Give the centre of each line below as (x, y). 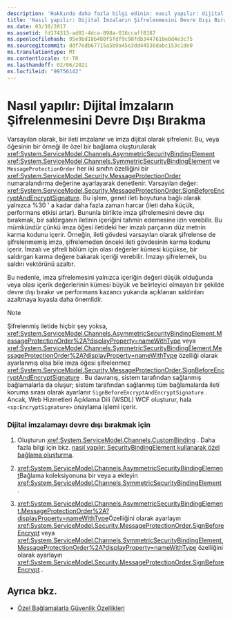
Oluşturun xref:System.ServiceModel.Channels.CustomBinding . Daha (116, 440)
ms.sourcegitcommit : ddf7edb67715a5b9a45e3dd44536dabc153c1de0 (100, 46)
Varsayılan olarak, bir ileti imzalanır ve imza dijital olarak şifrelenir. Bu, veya (113, 140)
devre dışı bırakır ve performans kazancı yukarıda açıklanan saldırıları (106, 292)
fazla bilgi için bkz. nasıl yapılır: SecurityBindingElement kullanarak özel (118, 447)
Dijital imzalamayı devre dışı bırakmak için (79, 425)
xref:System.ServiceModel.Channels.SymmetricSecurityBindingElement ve (114, 161)
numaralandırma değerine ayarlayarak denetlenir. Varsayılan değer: (103, 183)
